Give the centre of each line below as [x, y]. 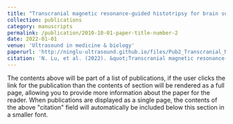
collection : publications [44, 20]
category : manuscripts [40, 26]
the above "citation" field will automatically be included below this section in [116, 107]
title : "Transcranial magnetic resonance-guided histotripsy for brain [113, 13]
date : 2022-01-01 [32, 39]
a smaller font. [28, 114]
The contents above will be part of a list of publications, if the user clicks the [116, 78]
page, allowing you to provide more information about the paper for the [109, 92]
